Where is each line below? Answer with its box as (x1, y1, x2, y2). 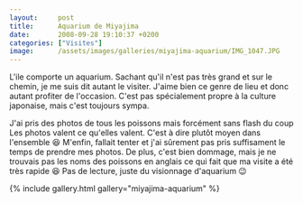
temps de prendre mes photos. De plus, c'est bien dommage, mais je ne (9, 146, 277, 158)
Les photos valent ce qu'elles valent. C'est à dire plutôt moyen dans (9, 127, 262, 138)
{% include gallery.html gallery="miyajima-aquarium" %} (9, 183, 220, 194)
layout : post (9, 13, 75, 23)
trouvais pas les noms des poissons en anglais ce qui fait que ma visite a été (9, 156, 294, 167)
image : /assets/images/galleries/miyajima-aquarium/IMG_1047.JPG (9, 47, 280, 56)
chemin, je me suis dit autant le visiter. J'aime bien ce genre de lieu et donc (9, 81, 289, 92)
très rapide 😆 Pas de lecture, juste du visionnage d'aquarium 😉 (9, 166, 247, 177)
